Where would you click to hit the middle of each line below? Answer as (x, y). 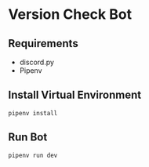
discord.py (37, 62)
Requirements (43, 44)
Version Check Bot (70, 15)
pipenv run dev (33, 155)
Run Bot (28, 138)
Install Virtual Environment (75, 95)
